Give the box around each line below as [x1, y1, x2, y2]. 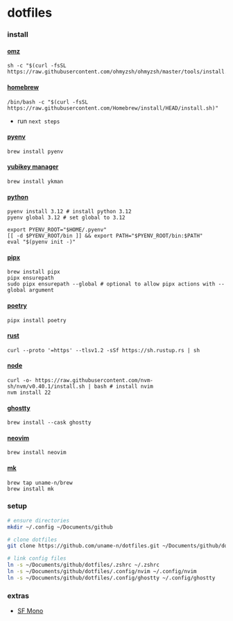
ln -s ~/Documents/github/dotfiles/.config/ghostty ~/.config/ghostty [7, 574, 216, 581]
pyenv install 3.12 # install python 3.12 [7, 208, 132, 215]
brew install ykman [7, 178, 64, 185]
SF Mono [17, 606, 44, 615]
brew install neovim [7, 449, 67, 456]
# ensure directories [7, 517, 70, 524]
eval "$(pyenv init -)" [7, 238, 76, 246]
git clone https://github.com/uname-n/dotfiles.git [7, 543, 159, 549]
